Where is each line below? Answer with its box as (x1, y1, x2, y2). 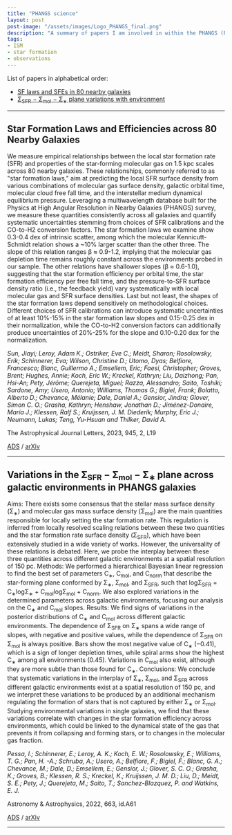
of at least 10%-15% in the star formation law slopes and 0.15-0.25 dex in (7, 314, 215, 322)
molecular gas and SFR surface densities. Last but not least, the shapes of (7, 292, 219, 300)
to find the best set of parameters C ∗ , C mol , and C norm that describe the (7, 569, 213, 579)
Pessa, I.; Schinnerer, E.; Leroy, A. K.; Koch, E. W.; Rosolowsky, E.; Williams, (7, 749, 222, 758)
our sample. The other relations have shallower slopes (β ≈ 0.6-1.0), (7, 262, 200, 270)
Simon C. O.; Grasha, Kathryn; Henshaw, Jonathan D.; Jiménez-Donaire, (7, 401, 214, 409)
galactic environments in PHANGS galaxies (7, 481, 197, 493)
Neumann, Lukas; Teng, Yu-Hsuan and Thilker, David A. (7, 416, 167, 424)
